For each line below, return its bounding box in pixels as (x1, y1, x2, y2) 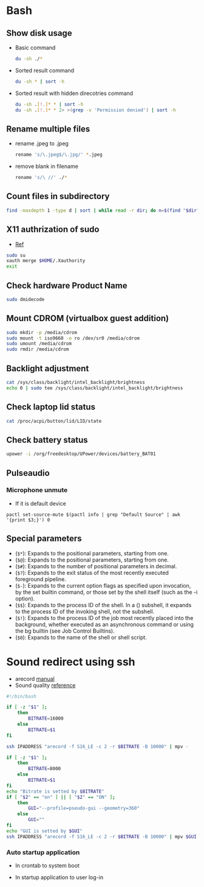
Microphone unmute (6, 486, 68, 495)
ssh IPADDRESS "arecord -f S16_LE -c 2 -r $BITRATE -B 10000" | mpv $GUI (6, 833, 197, 840)
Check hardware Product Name (6, 280, 127, 291)
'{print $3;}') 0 (6, 517, 50, 523)
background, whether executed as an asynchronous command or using (15, 621, 194, 628)
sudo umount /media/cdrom (6, 341, 72, 347)
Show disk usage (6, 28, 72, 38)
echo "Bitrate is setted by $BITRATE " (6, 788, 104, 795)
